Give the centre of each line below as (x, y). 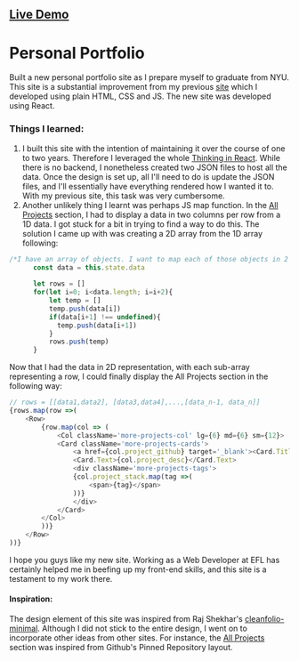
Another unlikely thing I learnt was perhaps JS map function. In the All (150, 205)
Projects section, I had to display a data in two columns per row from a (151, 214)
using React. (32, 106)
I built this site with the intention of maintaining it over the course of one (154, 148)
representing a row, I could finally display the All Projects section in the (139, 376)
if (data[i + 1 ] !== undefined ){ (105, 317)
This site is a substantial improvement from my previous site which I (133, 87)
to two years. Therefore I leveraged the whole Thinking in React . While (151, 157)
